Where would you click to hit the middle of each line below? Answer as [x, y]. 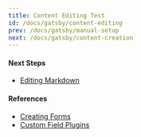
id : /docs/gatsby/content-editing [66, 23]
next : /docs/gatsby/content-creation [71, 38]
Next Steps [27, 63]
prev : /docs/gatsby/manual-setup [64, 30]
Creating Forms [45, 116]
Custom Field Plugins [55, 124]
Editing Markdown [49, 81]
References [28, 99]
